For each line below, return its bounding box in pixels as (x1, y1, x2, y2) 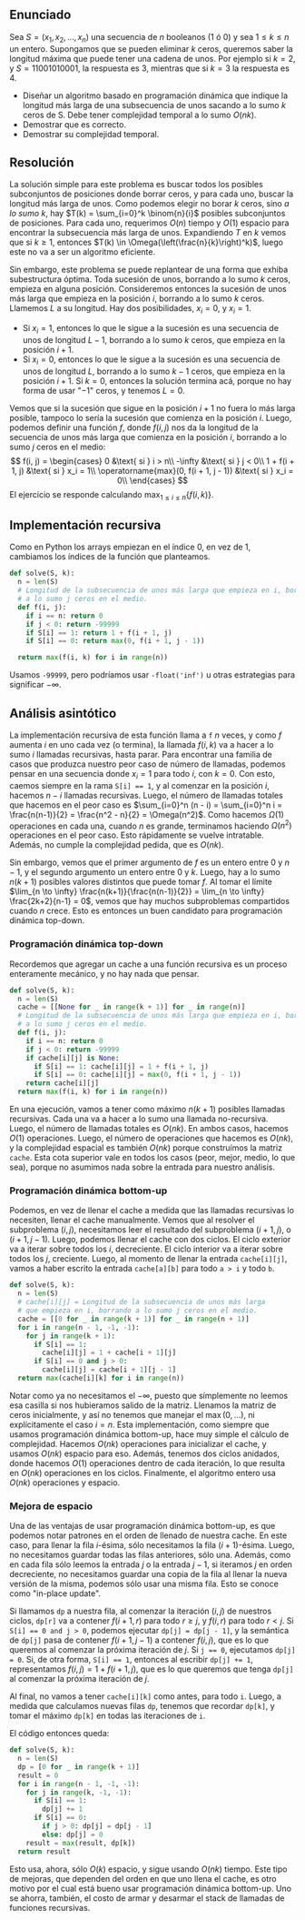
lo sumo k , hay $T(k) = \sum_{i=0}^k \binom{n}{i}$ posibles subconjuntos (9, 208, 286, 219)
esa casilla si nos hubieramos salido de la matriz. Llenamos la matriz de (9, 1400, 277, 1411)
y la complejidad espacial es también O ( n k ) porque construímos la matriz (9, 1142, 283, 1153)
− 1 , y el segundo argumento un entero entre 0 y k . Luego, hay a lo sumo (9, 867, 280, 878)
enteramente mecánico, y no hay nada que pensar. (9, 968, 200, 979)
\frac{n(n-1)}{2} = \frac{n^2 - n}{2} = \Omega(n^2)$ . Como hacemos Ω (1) (9, 809, 284, 819)
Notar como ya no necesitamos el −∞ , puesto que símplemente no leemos (9, 1390, 289, 1401)
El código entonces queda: (9, 1728, 110, 1739)
